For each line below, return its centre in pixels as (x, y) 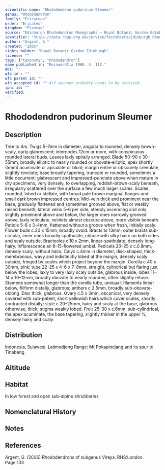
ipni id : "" (17, 88)
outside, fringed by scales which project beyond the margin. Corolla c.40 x (81, 262)
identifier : (17, 37)
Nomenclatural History (41, 412)
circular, (13, 236)
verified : (15, 92)
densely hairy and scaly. (30, 320)
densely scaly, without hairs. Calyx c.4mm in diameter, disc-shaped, (74, 252)
